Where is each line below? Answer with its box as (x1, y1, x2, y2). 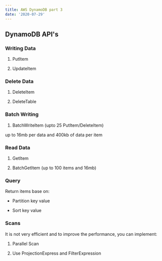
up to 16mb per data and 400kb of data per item (5, 132, 102, 138)
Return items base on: (5, 188, 50, 194)
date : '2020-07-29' (5, 12, 45, 17)
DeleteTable (12, 99, 37, 105)
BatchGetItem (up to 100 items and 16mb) (12, 165, 97, 171)
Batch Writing (5, 111, 39, 118)
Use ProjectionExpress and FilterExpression (12, 250, 101, 256)
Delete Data (5, 78, 34, 85)
